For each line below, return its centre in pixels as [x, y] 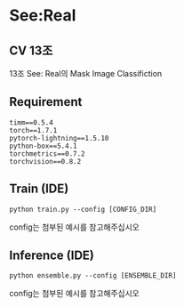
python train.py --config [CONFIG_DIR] [83, 209]
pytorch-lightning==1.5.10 [59, 138]
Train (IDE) [39, 189]
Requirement [46, 102]
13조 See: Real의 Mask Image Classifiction [86, 73]
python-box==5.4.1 [43, 146]
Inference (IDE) [52, 256]
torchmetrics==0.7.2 [48, 153]
